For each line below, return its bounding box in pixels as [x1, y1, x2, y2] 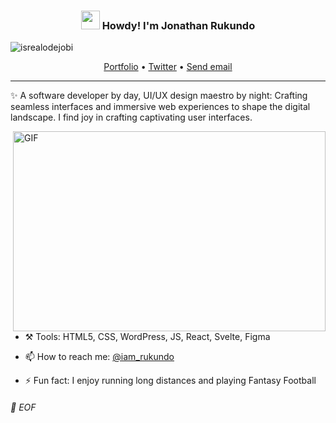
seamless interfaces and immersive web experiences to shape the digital [10, 101, 311, 113]
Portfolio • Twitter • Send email [103, 61, 233, 73]
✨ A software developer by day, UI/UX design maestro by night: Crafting [10, 90, 308, 102]
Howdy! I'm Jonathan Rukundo [101, 18, 256, 32]
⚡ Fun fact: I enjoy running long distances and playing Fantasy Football [24, 375, 317, 387]
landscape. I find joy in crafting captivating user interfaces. [10, 111, 253, 124]
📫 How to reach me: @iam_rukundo [24, 351, 175, 363]
